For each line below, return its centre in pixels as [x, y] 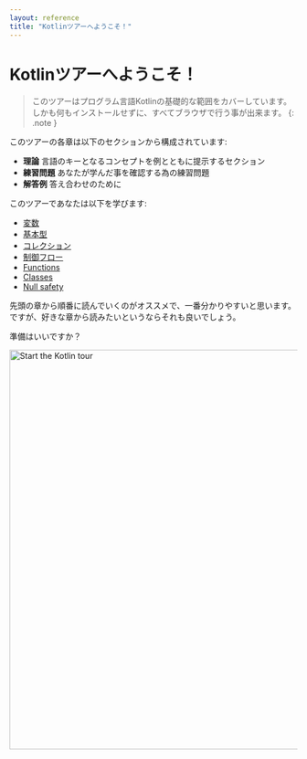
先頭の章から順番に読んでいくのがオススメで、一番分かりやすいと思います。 [153, 306]
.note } [44, 123]
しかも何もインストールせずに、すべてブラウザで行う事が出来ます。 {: [163, 113]
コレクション [47, 246]
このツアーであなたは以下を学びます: [79, 204]
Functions [42, 268]
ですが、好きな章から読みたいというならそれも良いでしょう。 [125, 317]
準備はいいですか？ [46, 337]
